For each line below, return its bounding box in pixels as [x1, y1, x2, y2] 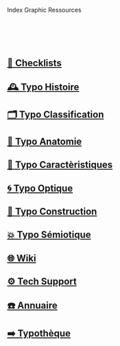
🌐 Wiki [7, 252, 36, 264]
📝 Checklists [7, 57, 62, 69]
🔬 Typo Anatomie [7, 135, 82, 147]
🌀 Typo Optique [7, 182, 73, 194]
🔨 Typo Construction [7, 205, 97, 217]
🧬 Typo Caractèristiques [7, 159, 113, 171]
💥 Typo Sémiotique [7, 229, 91, 241]
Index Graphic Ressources [7, 6, 82, 14]
